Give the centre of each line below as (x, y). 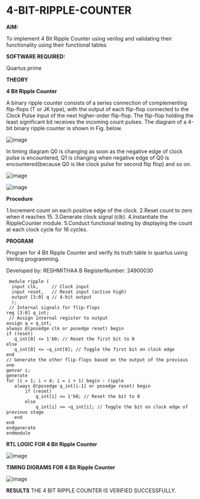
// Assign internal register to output (59, 318)
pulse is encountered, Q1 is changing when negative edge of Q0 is (88, 157)
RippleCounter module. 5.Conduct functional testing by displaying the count (99, 223)
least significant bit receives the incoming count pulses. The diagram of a (96, 122)
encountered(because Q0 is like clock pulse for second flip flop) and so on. (99, 164)
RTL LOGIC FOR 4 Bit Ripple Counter (52, 444)
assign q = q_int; (29, 323)
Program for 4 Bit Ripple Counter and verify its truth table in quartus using (97, 252)
